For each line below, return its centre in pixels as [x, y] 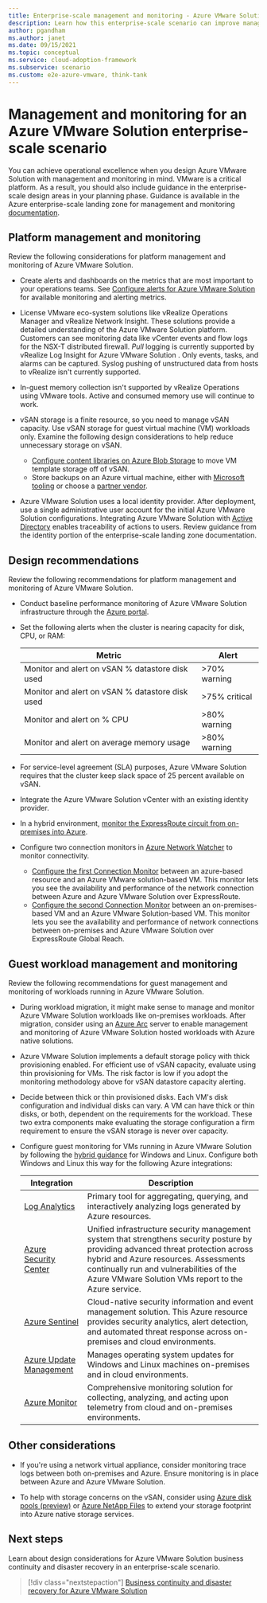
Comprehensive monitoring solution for [160, 1388]
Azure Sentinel [51, 1321]
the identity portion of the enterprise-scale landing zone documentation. [138, 535]
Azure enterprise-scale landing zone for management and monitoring [122, 204]
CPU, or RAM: [42, 636]
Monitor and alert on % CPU [76, 720]
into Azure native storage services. [77, 1514]
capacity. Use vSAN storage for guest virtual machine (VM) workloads [135, 428]
